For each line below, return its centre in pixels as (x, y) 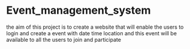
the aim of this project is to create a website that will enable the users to (95, 27)
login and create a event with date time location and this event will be (91, 33)
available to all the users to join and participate (64, 39)
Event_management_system (79, 10)
